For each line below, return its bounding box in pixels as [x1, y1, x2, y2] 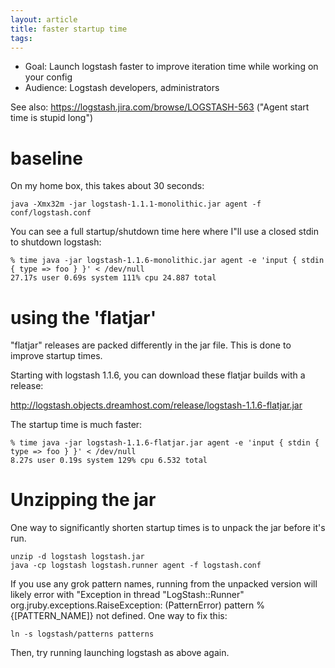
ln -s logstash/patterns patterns [10, 629, 155, 640]
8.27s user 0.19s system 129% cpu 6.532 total [10, 456, 208, 466]
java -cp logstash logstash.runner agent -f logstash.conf [10, 561, 262, 571]
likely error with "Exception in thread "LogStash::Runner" [10, 589, 245, 601]
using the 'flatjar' [10, 306, 157, 329]
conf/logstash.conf [10, 208, 92, 218]
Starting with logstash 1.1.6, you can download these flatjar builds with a [10, 369, 306, 381]
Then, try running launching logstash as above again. [10, 647, 230, 659]
